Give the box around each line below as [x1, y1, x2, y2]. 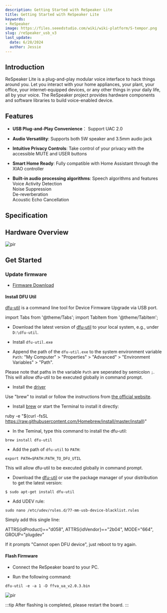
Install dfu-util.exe [12, 339, 53, 345]
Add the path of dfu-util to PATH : [12, 447, 81, 453]
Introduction [5, 63, 45, 71]
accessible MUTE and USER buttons [12, 151, 87, 157]
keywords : [5, 16, 26, 21]
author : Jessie [9, 44, 41, 49]
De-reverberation [12, 191, 48, 197]
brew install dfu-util [5, 438, 52, 443]
